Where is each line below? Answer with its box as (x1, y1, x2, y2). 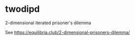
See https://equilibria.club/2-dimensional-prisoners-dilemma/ (5, 29, 130, 35)
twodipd (5, 3, 40, 15)
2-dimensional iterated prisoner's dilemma (5, 20, 91, 26)
